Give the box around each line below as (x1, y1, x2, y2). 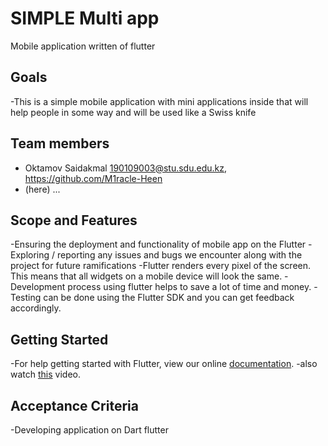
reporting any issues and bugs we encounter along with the (56, 249, 303, 261)
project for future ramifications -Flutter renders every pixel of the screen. (10, 260, 312, 272)
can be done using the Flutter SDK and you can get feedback (43, 292, 295, 304)
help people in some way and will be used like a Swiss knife (10, 106, 257, 118)
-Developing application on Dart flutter (10, 424, 169, 436)
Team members (10, 135, 110, 152)
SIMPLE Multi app (10, 7, 160, 30)
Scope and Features (10, 212, 138, 229)
